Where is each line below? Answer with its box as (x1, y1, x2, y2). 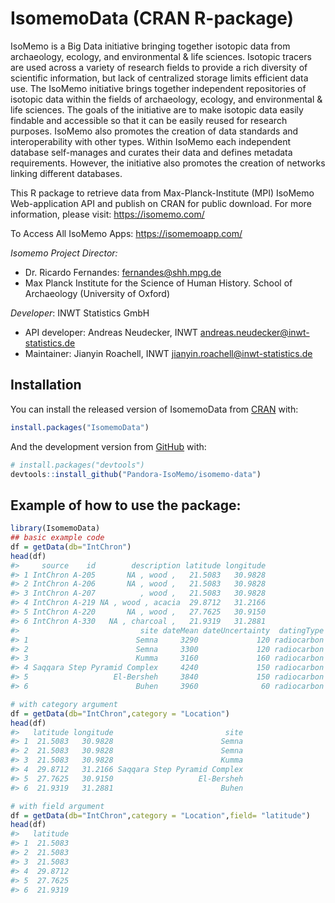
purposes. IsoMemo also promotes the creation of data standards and (10, 125, 299, 137)
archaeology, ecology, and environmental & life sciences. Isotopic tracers (10, 50, 312, 62)
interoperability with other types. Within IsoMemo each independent (10, 135, 292, 147)
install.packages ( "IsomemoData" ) (10, 422, 150, 432)
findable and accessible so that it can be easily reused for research (10, 114, 288, 126)
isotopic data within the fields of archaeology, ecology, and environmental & (10, 93, 323, 105)
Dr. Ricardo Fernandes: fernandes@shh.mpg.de (24, 266, 222, 278)
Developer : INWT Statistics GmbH (10, 307, 150, 319)
